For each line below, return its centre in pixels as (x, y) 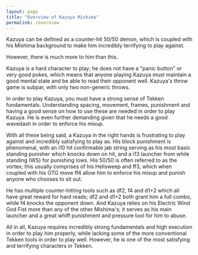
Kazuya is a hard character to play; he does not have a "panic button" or (94, 68)
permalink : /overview (33, 22)
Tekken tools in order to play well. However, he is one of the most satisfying (98, 240)
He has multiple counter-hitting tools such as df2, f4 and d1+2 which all (93, 191)
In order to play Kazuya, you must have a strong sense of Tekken (85, 99)
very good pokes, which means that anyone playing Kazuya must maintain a (99, 75)
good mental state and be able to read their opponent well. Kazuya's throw (97, 81)
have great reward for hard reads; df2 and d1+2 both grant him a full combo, (99, 197)
